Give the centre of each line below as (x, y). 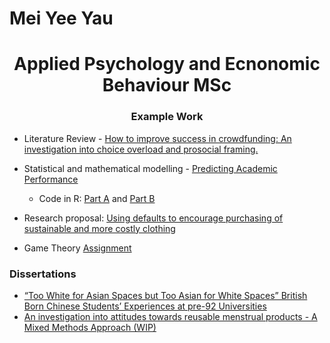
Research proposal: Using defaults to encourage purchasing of (153, 218)
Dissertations (43, 274)
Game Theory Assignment (77, 248)
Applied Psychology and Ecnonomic (167, 64)
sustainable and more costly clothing (99, 228)
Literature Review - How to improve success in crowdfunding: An (157, 138)
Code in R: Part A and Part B (97, 198)
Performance (51, 179)
